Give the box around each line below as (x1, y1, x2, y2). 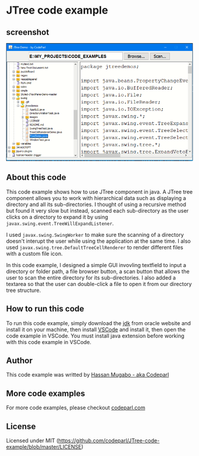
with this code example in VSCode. (6, 338, 92, 345)
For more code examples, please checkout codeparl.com (6, 404, 146, 412)
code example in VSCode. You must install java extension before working (6, 332, 185, 339)
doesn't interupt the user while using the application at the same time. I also (6, 237, 191, 245)
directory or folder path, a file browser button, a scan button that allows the (6, 268, 190, 275)
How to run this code (6, 304, 85, 314)
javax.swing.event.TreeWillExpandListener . (6, 220, 114, 227)
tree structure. (6, 287, 41, 294)
